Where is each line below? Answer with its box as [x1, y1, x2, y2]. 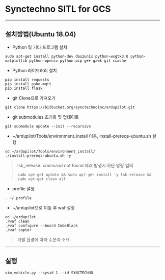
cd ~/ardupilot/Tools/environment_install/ [5, 149, 96, 154]
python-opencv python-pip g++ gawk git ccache [29, 58, 126, 63]
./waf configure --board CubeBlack [5, 223, 78, 228]
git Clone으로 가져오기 [12, 95, 55, 101]
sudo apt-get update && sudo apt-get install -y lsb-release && [17, 172, 152, 177]
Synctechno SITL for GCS [5, 3, 111, 15]
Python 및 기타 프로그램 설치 [12, 44, 68, 50]
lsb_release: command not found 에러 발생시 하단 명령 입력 [17, 162, 134, 168]
